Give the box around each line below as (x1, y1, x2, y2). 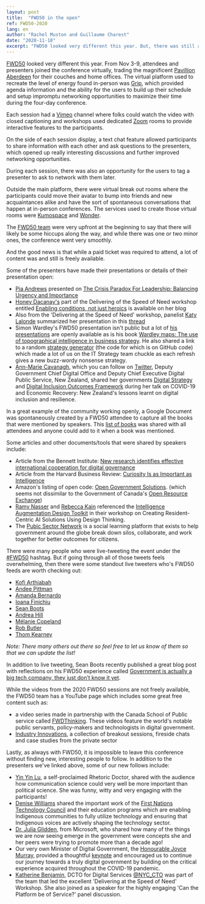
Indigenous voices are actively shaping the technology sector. (15, 819, 171, 826)
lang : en (6, 26, 29, 32)
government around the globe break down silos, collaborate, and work (15, 529, 192, 536)
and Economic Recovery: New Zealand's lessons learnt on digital (15, 389, 179, 396)
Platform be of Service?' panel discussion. (15, 891, 122, 898)
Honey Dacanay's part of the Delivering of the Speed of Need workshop (15, 298, 197, 305)
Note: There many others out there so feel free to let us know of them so (6, 642, 189, 650)
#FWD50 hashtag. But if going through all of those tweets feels (6, 554, 165, 561)
